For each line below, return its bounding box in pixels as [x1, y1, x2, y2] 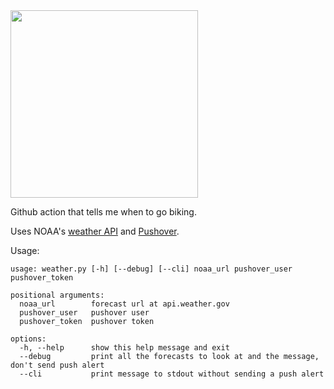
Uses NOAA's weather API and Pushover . [10, 225, 180, 237]
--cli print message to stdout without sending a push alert [19, 369, 325, 379]
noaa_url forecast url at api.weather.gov [19, 299, 230, 309]
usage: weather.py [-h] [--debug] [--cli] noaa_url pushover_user [10, 264, 293, 274]
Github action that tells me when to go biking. [10, 206, 197, 218]
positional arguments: [10, 290, 105, 300]
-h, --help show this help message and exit [19, 343, 230, 353]
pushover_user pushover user [19, 308, 150, 318]
